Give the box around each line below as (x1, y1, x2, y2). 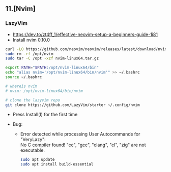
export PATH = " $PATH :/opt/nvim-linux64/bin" (5, 65, 99, 71)
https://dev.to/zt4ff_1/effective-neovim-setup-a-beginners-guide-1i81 (12, 31, 158, 38)
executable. (20, 147, 45, 153)
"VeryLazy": (20, 136, 46, 143)
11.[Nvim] (5, 5, 36, 13)
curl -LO (5, 46, 24, 52)
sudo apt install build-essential (20, 162, 94, 167)
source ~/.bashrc (5, 75, 42, 80)
